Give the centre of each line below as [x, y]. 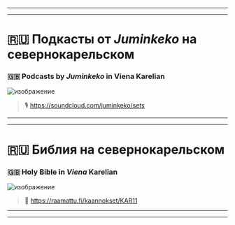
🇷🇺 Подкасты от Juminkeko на [102, 39]
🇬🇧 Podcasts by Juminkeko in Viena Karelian [86, 76]
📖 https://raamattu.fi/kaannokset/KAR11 [81, 201]
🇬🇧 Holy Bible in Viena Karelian [63, 172]
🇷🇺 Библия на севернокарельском [116, 149]
